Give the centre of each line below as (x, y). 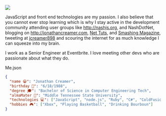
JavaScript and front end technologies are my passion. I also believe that (79, 17)
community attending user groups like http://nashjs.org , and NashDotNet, (80, 28)
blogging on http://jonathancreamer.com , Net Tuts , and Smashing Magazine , (83, 33)
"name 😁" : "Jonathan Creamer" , (42, 81)
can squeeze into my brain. (33, 43)
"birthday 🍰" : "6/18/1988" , (39, 86)
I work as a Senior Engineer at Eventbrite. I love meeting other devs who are (82, 53)
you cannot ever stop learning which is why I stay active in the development (82, 22)
